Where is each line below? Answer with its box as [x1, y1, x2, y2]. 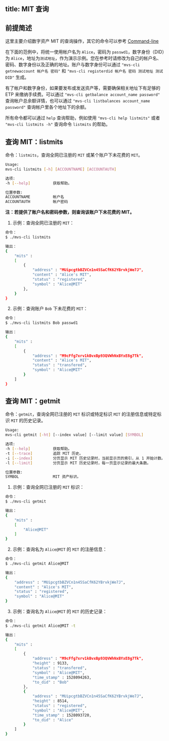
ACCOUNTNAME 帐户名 [5, 194, 65, 199]
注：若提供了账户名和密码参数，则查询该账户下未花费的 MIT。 [5, 209, 135, 215]
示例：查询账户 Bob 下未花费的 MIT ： [12, 306, 88, 312]
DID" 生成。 [5, 74, 29, 80]
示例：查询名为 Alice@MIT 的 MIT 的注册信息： [12, 546, 107, 552]
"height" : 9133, [32, 661, 69, 666]
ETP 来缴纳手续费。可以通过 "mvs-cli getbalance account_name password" [5, 91, 160, 97]
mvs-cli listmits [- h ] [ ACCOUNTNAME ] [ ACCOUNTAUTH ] [5, 166, 116, 172]
